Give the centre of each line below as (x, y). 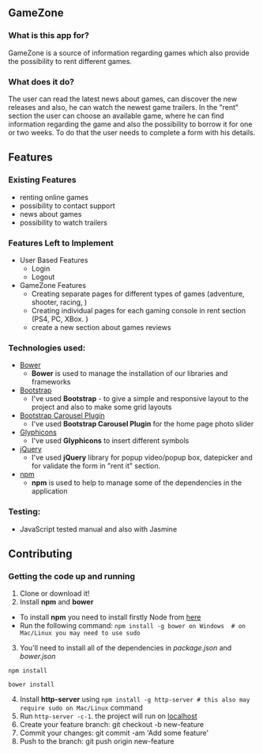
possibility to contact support (68, 206)
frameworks (51, 382)
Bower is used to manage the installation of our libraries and (130, 373)
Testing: (24, 512)
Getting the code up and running (72, 576)
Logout (43, 277)
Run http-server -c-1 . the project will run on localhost (108, 716)
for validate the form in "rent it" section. (96, 466)
